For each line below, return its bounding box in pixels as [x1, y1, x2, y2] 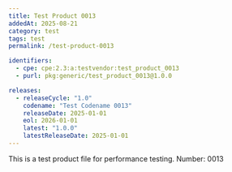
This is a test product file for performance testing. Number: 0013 [8, 153, 225, 163]
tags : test [8, 34, 45, 43]
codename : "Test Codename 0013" [23, 101, 132, 110]
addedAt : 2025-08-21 [8, 19, 79, 28]
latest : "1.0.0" [23, 124, 79, 132]
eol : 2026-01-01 [23, 117, 79, 125]
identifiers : [8, 57, 53, 65]
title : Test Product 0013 [8, 11, 96, 20]
